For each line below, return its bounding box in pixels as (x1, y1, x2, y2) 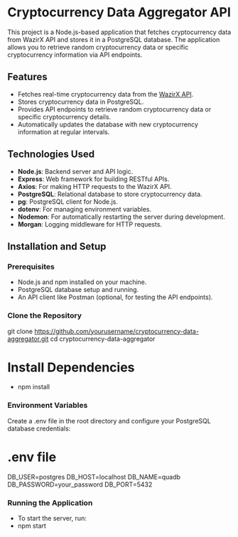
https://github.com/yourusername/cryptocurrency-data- (34, 327, 199, 335)
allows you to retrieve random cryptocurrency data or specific (7, 43, 189, 51)
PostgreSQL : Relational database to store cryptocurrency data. (17, 190, 202, 198)
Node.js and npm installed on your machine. (17, 278, 147, 286)
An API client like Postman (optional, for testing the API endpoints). (17, 293, 213, 302)
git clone (7, 327, 33, 335)
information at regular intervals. (17, 127, 110, 136)
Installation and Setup (7, 240, 107, 252)
